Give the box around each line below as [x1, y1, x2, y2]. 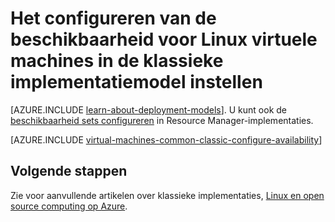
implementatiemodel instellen [10, 71, 263, 94]
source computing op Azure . [10, 200, 128, 212]
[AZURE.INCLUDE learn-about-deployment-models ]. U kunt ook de [10, 103, 288, 116]
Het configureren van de [10, 7, 217, 30]
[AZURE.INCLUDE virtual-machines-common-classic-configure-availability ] [10, 133, 323, 146]
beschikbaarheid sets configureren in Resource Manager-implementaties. [10, 114, 314, 126]
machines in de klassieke [10, 50, 224, 72]
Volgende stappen [10, 163, 128, 180]
